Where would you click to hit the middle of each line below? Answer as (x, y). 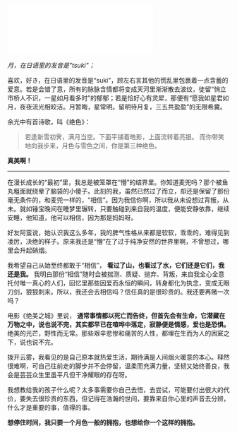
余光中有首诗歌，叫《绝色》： (49, 122)
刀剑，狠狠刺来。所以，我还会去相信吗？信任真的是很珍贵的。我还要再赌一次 (119, 292)
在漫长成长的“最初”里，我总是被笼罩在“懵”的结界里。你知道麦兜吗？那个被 (115, 182)
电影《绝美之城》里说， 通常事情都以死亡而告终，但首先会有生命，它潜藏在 (116, 315)
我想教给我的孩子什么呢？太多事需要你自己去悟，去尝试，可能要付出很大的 (115, 390)
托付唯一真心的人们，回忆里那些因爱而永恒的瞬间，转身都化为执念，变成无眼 (119, 283)
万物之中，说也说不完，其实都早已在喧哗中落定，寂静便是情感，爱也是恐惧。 (119, 324)
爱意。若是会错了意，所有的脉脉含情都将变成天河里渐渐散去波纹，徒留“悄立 (117, 89)
